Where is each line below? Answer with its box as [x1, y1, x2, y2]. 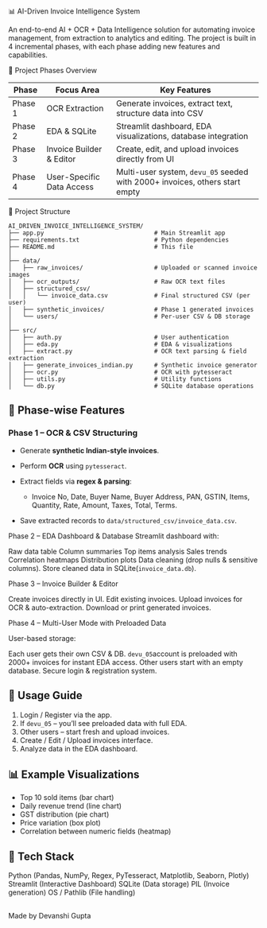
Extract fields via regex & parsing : [19, 476, 133, 486]
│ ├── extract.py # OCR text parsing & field [8, 348, 247, 355]
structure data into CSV [116, 108, 204, 118]
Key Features [160, 84, 211, 95]
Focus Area [55, 84, 100, 95]
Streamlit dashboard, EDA [116, 121, 212, 131]
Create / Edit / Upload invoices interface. [19, 735, 153, 745]
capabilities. [8, 50, 48, 60]
